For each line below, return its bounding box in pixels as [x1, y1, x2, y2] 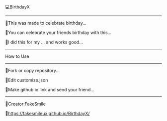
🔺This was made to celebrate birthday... [5, 20, 87, 26]
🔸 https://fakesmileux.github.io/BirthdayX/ [5, 111, 90, 116]
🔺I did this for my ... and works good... [5, 39, 83, 45]
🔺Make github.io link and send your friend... [5, 87, 94, 92]
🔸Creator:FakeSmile [5, 101, 46, 107]
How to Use [5, 53, 29, 59]
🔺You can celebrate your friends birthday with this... [5, 30, 112, 36]
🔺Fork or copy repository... [5, 68, 60, 73]
